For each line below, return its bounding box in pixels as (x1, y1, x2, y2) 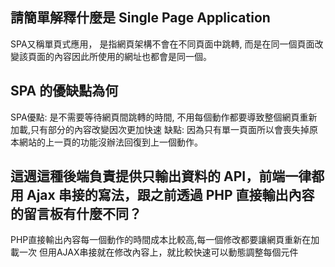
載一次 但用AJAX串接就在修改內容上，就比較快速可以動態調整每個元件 (10, 246, 299, 258)
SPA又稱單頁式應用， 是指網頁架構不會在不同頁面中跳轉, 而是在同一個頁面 (10, 38, 315, 50)
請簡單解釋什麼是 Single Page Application (10, 9, 271, 27)
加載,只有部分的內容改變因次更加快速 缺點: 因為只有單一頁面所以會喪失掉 (10, 123, 310, 135)
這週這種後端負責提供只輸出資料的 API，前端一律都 (10, 168, 325, 185)
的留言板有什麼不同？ (10, 206, 142, 223)
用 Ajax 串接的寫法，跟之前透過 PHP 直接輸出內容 (10, 187, 315, 204)
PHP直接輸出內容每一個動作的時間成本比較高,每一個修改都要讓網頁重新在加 (10, 234, 320, 246)
